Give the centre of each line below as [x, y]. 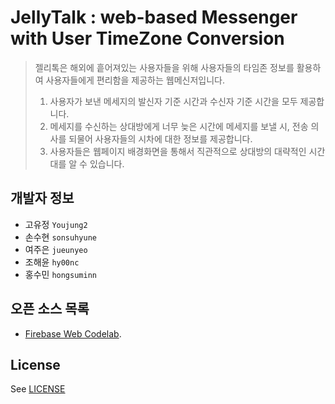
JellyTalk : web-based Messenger [154, 17]
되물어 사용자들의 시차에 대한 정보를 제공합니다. [160, 138]
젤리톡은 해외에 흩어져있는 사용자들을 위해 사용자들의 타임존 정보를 [164, 67]
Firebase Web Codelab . [73, 333]
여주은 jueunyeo [56, 249]
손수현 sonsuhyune [60, 237]
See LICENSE [38, 389]
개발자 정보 [42, 198]
